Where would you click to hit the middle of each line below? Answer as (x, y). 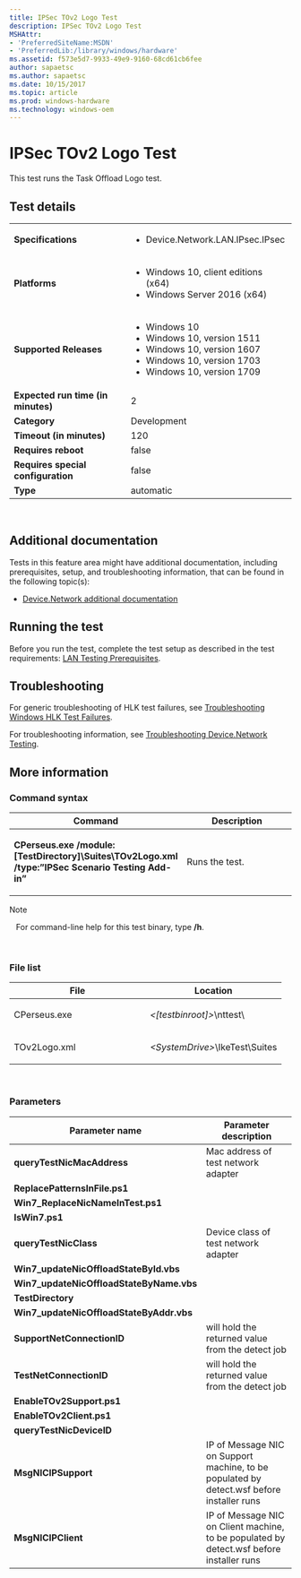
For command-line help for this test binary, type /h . (110, 927)
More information (59, 772)
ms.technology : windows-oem (62, 109)
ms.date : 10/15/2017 (48, 84)
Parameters (35, 1101)
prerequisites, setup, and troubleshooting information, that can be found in (147, 572)
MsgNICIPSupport (53, 1472)
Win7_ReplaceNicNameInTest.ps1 (88, 1203)
